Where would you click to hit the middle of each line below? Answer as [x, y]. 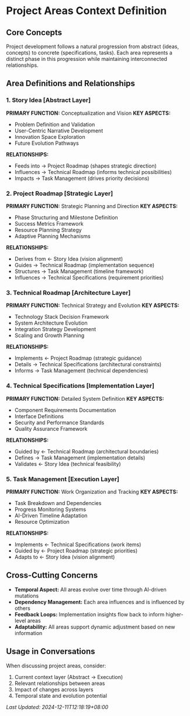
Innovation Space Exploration [50, 137]
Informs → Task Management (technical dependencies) [81, 371]
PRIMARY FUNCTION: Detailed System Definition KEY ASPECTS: [85, 398]
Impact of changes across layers [54, 689]
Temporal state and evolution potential [61, 695]
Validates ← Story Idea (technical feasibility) [68, 463]
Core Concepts [34, 33]
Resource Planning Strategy [48, 230]
